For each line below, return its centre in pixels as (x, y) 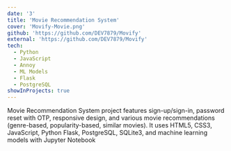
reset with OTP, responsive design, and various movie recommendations (111, 118)
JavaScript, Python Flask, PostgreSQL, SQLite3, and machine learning (107, 133)
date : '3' (22, 14)
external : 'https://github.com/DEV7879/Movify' (78, 39)
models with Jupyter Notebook (51, 140)
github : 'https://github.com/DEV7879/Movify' (74, 33)
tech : (15, 46)
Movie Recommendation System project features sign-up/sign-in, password (116, 111)
